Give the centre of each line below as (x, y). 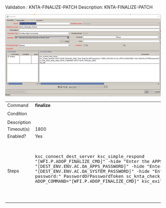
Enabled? (17, 136)
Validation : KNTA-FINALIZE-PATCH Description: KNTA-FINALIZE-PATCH (79, 7)
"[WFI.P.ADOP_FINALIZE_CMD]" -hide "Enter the (92, 161)
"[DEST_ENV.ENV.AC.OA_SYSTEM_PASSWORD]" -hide (92, 171)
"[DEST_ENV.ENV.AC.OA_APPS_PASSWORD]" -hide (90, 166)
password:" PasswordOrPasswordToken (79, 176)
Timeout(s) (19, 129)
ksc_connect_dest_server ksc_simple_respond (90, 156)
